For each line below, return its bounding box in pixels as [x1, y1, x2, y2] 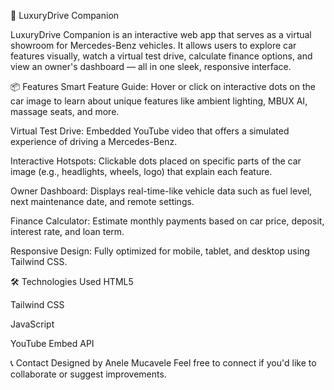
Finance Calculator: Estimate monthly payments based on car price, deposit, [10, 215, 325, 227]
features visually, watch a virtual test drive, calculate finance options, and [10, 50, 313, 62]
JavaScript [10, 318, 55, 330]
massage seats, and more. [10, 106, 120, 117]
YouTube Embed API [10, 338, 95, 349]
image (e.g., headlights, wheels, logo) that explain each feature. [10, 166, 273, 177]
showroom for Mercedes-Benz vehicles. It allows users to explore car [10, 40, 297, 51]
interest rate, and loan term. [10, 226, 125, 237]
